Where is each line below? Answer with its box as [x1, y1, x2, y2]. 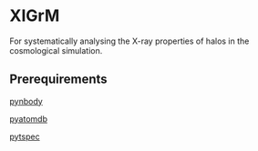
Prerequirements [9, 72, 108, 87]
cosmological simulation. [9, 45, 103, 55]
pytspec [9, 131, 40, 142]
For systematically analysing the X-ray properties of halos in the [9, 35, 250, 46]
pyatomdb [9, 113, 48, 124]
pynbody [9, 96, 43, 106]
